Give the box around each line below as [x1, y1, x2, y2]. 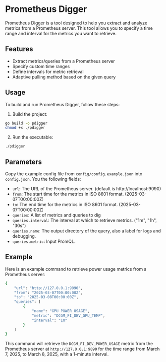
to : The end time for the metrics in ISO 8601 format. [12, 202, 118, 207]
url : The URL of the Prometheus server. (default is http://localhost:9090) [12, 186, 161, 192]
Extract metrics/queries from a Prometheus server [12, 58, 115, 64]
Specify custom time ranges [12, 63, 70, 69]
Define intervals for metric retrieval [12, 69, 84, 74]
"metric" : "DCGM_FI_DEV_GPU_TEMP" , [31, 313, 106, 318]
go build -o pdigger [5, 121, 48, 126]
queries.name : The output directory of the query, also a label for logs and [12, 228, 161, 234]
